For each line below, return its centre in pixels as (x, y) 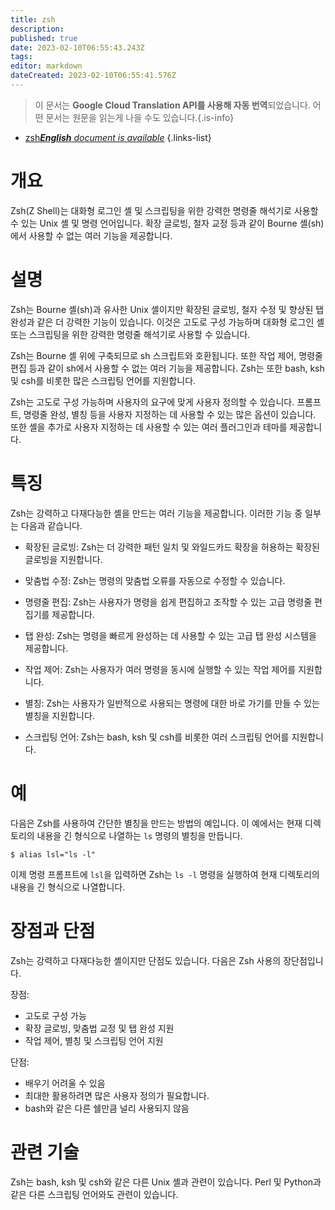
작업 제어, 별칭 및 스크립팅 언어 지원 (94, 1040)
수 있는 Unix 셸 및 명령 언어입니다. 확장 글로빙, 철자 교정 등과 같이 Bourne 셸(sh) (167, 223)
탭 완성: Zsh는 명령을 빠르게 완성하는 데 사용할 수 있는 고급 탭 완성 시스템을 (170, 635)
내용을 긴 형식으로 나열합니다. (68, 887)
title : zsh (33, 19)
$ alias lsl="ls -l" (53, 854)
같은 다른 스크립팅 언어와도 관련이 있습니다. (94, 1194)
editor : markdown (46, 66)
